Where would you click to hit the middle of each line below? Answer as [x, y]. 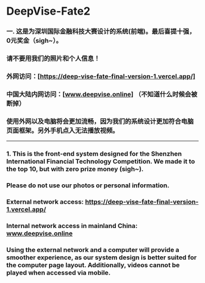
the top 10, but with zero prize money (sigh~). [75, 169]
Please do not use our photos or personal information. [88, 185]
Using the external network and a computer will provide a [93, 249]
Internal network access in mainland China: [72, 226]
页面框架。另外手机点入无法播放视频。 [63, 131]
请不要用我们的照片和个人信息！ [53, 59]
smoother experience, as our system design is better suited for [102, 257]
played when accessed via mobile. [59, 273]
